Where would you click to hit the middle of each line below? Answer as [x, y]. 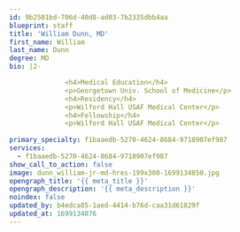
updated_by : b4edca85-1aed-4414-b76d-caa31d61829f [105, 206]
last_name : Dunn [39, 50]
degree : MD [29, 58]
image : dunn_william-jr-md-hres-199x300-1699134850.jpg [114, 173]
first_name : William [47, 42]
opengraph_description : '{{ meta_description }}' [103, 189]
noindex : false [37, 198]
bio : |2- [25, 67]
